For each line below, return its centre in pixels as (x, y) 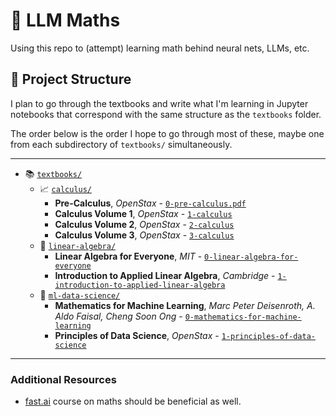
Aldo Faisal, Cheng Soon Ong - (118, 316)
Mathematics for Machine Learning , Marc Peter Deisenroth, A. (185, 305)
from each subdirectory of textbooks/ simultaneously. (121, 144)
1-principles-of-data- (269, 336)
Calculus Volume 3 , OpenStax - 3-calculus (144, 235)
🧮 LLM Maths (65, 20)
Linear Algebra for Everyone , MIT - (128, 256)
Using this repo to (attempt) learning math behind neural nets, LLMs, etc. (160, 48)
